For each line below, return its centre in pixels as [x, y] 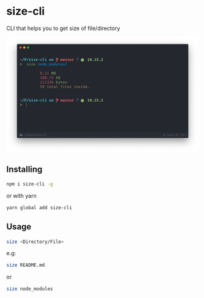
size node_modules [30, 289]
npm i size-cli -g [30, 184]
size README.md [26, 265]
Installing [24, 169]
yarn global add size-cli [39, 207]
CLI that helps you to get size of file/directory [63, 28]
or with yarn [21, 196]
